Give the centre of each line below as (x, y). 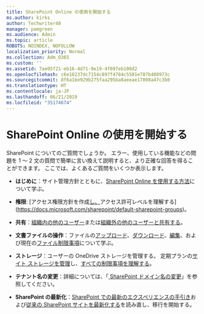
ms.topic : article (30, 40)
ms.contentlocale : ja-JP (38, 91)
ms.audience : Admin (31, 35)
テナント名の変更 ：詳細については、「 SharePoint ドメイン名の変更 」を (104, 276)
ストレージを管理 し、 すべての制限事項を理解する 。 (91, 263)
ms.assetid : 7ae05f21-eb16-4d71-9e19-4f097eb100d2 (72, 69)
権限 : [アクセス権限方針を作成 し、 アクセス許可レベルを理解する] (96, 201)
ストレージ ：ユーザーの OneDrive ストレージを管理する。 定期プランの (104, 255)
